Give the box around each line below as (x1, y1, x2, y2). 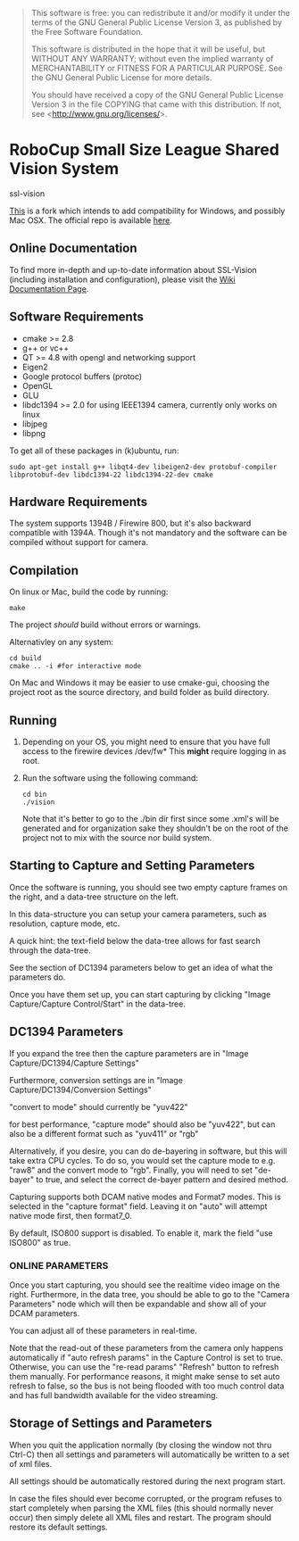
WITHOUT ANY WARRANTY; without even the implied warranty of (30, 54, 274, 63)
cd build (9, 654, 42, 663)
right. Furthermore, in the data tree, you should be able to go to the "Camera (9, 1288, 290, 1299)
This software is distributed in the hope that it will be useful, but (30, 44, 266, 54)
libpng (21, 427, 46, 438)
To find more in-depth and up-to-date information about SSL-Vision (9, 264, 257, 275)
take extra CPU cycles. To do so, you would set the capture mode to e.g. (9, 1155, 276, 1165)
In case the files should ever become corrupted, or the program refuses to (9, 1493, 283, 1504)
